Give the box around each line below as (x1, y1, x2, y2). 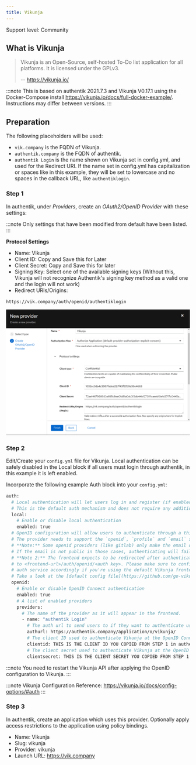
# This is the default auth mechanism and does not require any (11, 505, 171, 512)
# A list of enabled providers (16, 598, 93, 604)
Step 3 (6, 702, 25, 711)
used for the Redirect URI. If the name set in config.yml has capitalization (14, 163, 190, 170)
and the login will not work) (14, 280, 80, 287)
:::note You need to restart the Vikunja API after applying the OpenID (6, 664, 170, 671)
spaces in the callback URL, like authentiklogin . (14, 175, 131, 182)
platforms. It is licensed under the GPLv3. (20, 65, 120, 72)
